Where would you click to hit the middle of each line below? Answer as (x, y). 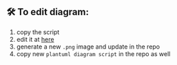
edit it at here (35, 39)
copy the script (38, 32)
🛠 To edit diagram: (48, 12)
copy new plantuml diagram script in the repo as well (93, 53)
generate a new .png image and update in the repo (88, 47)
